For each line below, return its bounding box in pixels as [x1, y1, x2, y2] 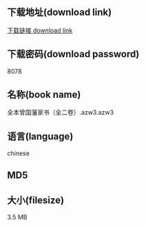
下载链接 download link [7, 26, 73, 34]
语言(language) [7, 130, 74, 142]
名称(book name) [7, 89, 81, 101]
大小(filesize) [7, 195, 64, 206]
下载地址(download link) [7, 6, 112, 19]
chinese [7, 149, 30, 157]
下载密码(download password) [7, 48, 140, 60]
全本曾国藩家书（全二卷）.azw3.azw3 [7, 108, 114, 117]
